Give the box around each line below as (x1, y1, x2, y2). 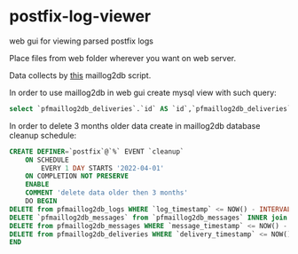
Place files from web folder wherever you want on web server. (9, 52, 237, 63)
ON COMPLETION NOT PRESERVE (25, 171, 129, 181)
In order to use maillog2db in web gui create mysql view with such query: (9, 87, 277, 98)
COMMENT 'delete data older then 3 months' (25, 188, 189, 197)
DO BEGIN (25, 197, 58, 206)
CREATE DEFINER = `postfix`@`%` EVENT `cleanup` (9, 147, 184, 156)
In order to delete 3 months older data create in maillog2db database (9, 120, 261, 131)
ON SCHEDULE (25, 155, 69, 164)
